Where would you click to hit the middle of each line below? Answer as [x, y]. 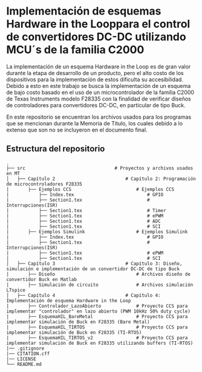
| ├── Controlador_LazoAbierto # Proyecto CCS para [97, 306]
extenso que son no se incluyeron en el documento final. [77, 130]
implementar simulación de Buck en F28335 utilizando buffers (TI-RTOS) [100, 343]
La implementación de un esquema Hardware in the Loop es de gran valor [99, 66]
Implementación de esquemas [84, 11]
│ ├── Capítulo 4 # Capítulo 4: [84, 295]
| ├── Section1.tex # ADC [84, 221]
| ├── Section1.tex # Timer [86, 210]
